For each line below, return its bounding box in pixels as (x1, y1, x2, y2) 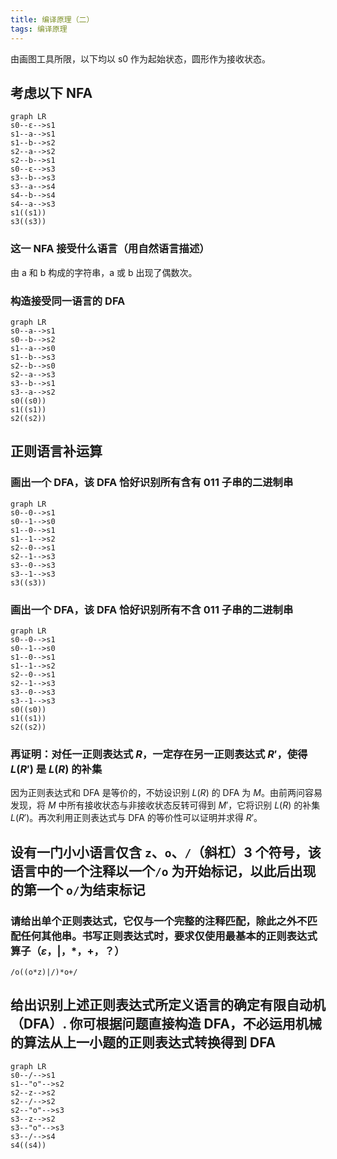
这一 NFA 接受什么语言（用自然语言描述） (10, 242, 210, 256)
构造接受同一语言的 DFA (10, 294, 126, 308)
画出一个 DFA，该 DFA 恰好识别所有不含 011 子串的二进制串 (10, 602, 294, 616)
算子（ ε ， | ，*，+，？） (10, 944, 125, 958)
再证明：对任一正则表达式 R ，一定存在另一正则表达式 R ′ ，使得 (10, 747, 308, 761)
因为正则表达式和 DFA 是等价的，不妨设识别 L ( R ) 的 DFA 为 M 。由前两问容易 (10, 787, 323, 799)
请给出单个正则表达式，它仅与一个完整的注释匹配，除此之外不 (10, 914, 308, 928)
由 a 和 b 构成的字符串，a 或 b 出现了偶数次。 (10, 266, 198, 278)
